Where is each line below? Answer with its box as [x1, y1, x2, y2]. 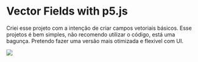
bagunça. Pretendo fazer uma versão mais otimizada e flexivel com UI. [6, 37, 184, 44]
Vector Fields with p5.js [6, 4, 128, 18]
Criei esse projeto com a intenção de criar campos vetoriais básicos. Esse [6, 24, 192, 32]
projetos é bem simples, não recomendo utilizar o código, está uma [6, 30, 175, 38]
